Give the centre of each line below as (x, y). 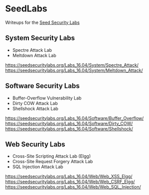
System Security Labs (40, 38)
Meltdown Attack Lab (34, 55)
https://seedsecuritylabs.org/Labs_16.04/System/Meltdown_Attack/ (74, 70)
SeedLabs (26, 9)
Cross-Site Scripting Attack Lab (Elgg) (52, 156)
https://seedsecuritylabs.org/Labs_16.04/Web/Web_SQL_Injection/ (73, 187)
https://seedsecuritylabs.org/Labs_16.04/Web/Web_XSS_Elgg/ (69, 177)
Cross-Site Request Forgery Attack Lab (53, 162)
